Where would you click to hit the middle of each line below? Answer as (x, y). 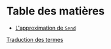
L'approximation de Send (45, 28)
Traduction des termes (35, 39)
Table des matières (56, 11)
